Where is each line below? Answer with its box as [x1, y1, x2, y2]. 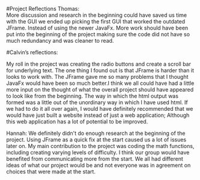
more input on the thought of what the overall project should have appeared [6, 86, 194, 93]
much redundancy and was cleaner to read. [6, 37, 114, 44]
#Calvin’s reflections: [6, 49, 58, 56]
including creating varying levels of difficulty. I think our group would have [6, 149, 190, 156]
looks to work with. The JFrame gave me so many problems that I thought [6, 73, 189, 80]
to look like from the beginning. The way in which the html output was [6, 93, 179, 99]
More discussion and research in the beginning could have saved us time [6, 11, 187, 19]
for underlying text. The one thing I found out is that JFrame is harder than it [6, 67, 194, 74]
